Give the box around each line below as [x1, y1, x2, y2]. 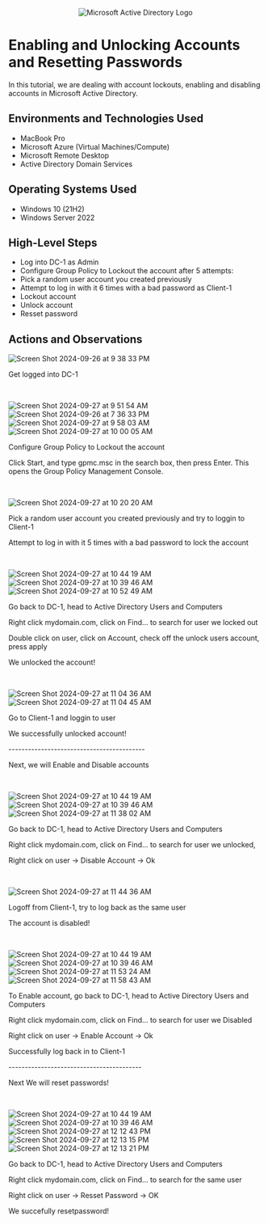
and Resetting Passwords [8, 53, 183, 72]
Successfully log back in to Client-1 [8, 1047, 126, 1057]
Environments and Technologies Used [8, 112, 204, 125]
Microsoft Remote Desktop [19, 150, 110, 160]
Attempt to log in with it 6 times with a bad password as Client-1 [19, 283, 232, 293]
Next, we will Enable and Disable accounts [8, 760, 149, 770]
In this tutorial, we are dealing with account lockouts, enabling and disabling [8, 79, 261, 89]
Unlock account [19, 300, 73, 310]
